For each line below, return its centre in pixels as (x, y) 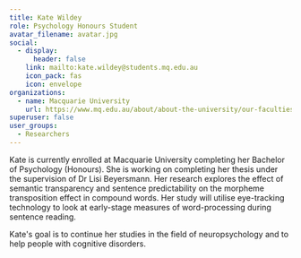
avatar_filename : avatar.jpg (64, 34)
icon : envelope (54, 84)
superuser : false (42, 117)
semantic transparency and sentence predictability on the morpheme (137, 188)
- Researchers (43, 134)
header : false (60, 59)
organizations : (38, 92)
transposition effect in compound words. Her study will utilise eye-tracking (147, 197)
